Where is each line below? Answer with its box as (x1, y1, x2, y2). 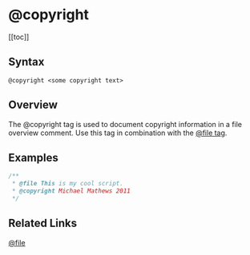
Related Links (8, 217, 78, 230)
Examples (8, 150, 58, 165)
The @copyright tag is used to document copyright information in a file (8, 119, 243, 129)
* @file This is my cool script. (11, 180, 124, 188)
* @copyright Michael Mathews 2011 (11, 187, 131, 195)
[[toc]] (8, 32, 30, 42)
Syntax (8, 55, 45, 69)
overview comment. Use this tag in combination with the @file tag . (8, 128, 228, 137)
